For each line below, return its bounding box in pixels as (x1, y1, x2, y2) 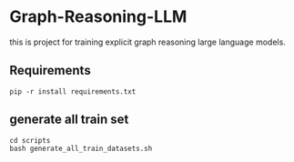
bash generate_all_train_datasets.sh (9, 144, 153, 153)
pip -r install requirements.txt (9, 86, 137, 96)
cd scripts (9, 136, 51, 145)
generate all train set (9, 112, 129, 127)
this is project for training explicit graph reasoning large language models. (9, 36, 287, 47)
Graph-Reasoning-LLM (9, 6, 188, 27)
